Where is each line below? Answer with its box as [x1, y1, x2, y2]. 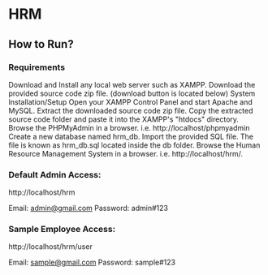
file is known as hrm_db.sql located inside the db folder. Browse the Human [8, 140, 261, 150]
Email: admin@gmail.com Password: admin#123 [8, 204, 169, 213]
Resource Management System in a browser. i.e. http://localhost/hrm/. [8, 148, 244, 158]
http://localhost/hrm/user [8, 242, 93, 251]
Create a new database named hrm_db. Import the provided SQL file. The [8, 131, 254, 141]
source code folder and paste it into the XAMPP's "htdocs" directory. [8, 114, 240, 124]
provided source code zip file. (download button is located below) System [8, 88, 256, 98]
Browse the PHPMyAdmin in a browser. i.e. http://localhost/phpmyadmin [8, 122, 250, 132]
